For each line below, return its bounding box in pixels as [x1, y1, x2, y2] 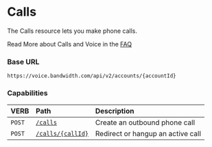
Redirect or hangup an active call [95, 129, 201, 138]
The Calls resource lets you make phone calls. [7, 27, 137, 35]
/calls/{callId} [35, 129, 89, 137]
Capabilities [7, 88, 48, 98]
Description [95, 106, 134, 116]
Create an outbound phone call [95, 118, 196, 127]
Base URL [7, 57, 40, 66]
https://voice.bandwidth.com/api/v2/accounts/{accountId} [7, 72, 176, 79]
